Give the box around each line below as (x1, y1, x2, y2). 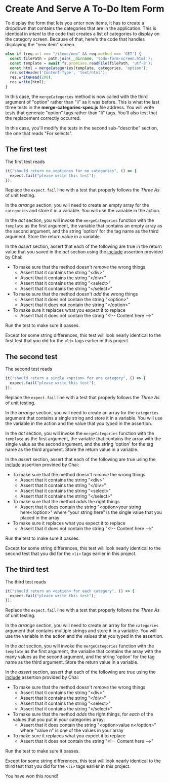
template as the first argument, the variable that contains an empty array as (5, 223, 162, 229)
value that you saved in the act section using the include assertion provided (5, 249, 163, 255)
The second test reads (5, 366, 52, 372)
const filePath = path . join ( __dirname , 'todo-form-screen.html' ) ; (10, 56, 153, 61)
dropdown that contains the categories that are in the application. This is (5, 25, 157, 31)
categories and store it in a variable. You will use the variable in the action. (5, 208, 161, 214)
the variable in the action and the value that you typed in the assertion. (5, 420, 153, 427)
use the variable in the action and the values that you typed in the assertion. (5, 633, 163, 639)
